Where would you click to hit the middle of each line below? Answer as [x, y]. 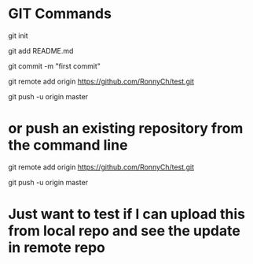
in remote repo [57, 248]
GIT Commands [60, 14]
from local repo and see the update [125, 231]
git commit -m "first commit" [54, 66]
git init [18, 35]
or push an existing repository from [126, 129]
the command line [68, 145]
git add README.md [41, 50]
